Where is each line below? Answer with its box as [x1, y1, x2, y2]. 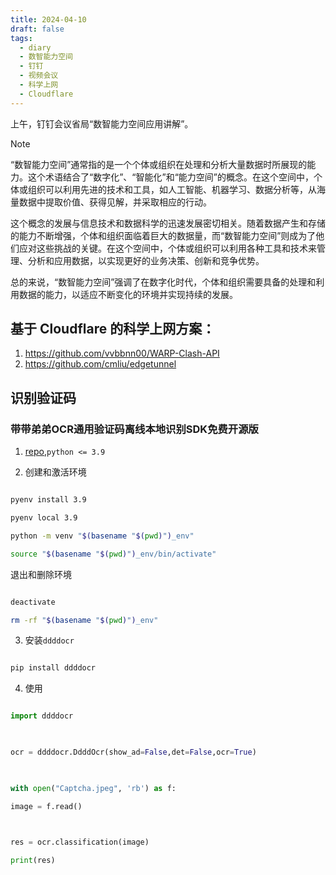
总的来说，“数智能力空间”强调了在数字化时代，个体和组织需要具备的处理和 [10, 276, 317, 288]
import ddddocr [10, 711, 74, 721]
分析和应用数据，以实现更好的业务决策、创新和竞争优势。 [27, 254, 265, 266]
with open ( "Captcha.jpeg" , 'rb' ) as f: [10, 783, 177, 793]
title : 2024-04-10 [10, 14, 87, 25]
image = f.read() [10, 801, 83, 811]
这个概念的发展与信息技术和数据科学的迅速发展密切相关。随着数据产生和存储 [10, 217, 326, 229]
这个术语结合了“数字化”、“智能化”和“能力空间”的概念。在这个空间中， [27, 171, 314, 183]
